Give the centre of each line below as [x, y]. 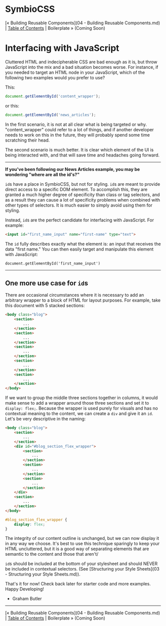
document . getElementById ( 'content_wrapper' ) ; [53, 96]
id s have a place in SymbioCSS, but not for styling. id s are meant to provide [83, 184]
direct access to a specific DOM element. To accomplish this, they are [76, 189]
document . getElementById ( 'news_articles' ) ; [51, 115]
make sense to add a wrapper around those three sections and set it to [77, 403]
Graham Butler [27, 599]
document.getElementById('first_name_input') [53, 263]
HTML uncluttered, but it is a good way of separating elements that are [77, 549]
